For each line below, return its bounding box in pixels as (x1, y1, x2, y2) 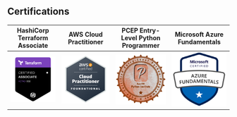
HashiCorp (16, 26, 49, 35)
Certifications (7, 6, 70, 18)
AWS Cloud (68, 30, 104, 38)
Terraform (17, 34, 49, 42)
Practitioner (68, 37, 104, 46)
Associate (18, 42, 49, 50)
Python (138, 34, 161, 42)
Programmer (122, 42, 160, 50)
